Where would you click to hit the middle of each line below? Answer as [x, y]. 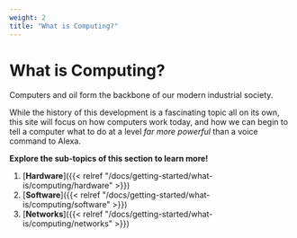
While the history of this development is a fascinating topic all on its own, [144, 112]
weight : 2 [28, 18]
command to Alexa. [45, 141]
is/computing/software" [66, 205]
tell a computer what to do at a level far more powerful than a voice [134, 132]
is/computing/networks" [67, 224]
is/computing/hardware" [67, 186]
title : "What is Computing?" [64, 26]
